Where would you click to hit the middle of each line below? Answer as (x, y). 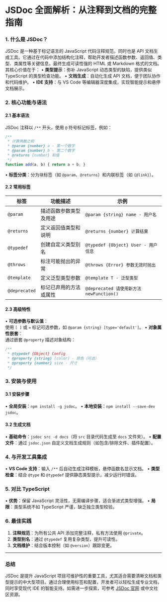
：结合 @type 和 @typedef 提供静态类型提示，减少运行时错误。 (77, 475)
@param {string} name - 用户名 (121, 215)
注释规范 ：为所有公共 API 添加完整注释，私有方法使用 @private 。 (79, 533)
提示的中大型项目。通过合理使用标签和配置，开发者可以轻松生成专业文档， (85, 582)
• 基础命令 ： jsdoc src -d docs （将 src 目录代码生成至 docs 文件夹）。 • (78, 436)
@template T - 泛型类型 (112, 278)
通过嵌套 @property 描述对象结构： (41, 340)
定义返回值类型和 (61, 228)
